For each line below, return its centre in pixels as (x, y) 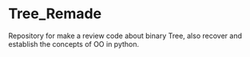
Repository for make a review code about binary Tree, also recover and (125, 36)
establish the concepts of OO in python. (74, 44)
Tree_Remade (55, 14)
